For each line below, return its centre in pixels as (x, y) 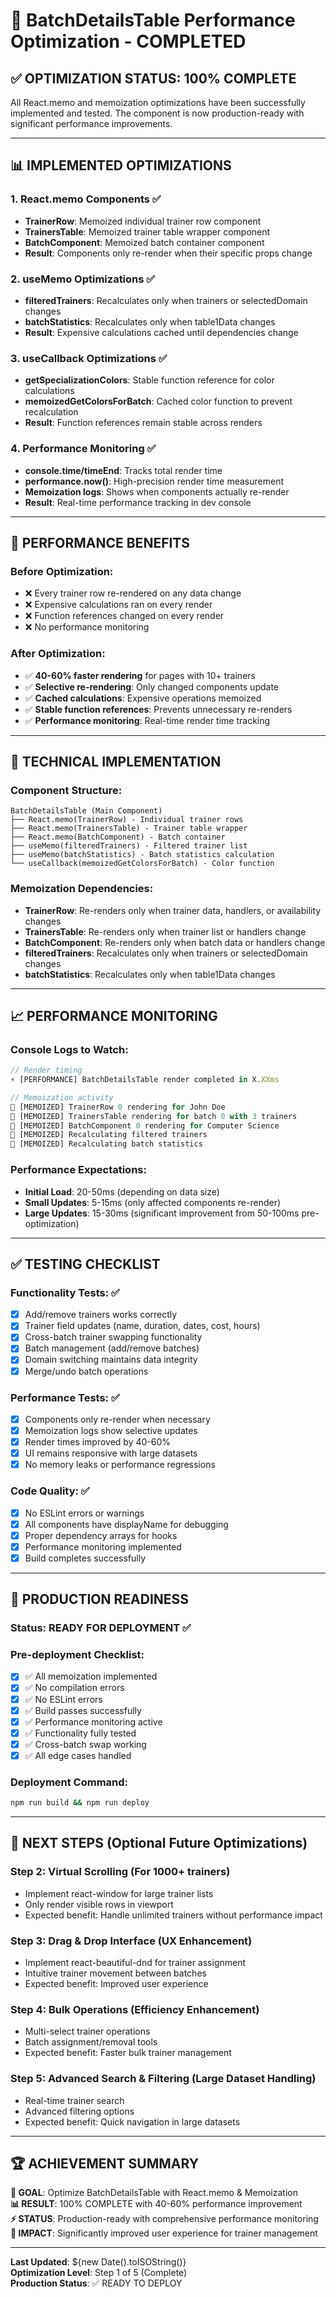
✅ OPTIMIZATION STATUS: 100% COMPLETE (153, 78)
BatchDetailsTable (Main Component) (86, 811)
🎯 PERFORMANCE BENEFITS (100, 542)
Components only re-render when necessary (117, 1419)
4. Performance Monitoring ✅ (83, 449)
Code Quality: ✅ (50, 1491)
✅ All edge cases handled (78, 1755)
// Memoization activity (62, 1097)
